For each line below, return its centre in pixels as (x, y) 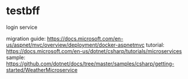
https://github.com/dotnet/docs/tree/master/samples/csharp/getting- (90, 64)
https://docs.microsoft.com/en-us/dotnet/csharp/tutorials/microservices (94, 51)
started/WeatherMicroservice (42, 70)
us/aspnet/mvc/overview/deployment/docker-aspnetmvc (75, 45)
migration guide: (26, 38)
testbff (23, 11)
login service (22, 27)
